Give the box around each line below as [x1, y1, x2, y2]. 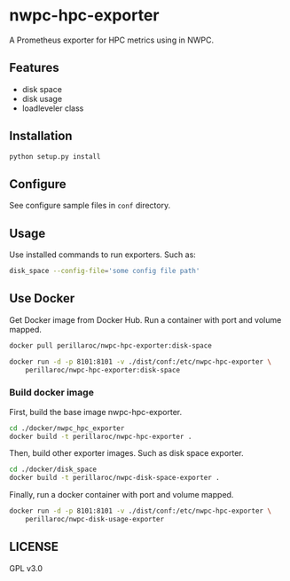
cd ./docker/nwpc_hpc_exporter [9, 423, 125, 433]
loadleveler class [21, 103, 84, 114]
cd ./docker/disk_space [9, 465, 98, 475]
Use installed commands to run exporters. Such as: [9, 249, 197, 260]
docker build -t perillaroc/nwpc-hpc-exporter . [9, 432, 192, 441]
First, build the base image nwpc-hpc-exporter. [9, 406, 183, 417]
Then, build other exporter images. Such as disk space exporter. [9, 448, 244, 459]
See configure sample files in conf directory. [9, 200, 171, 211]
